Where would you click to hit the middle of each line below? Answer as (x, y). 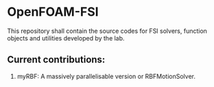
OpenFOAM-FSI (53, 12)
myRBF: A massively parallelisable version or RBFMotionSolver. (106, 76)
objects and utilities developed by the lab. (66, 38)
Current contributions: (56, 60)
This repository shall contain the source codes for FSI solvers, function (107, 31)
